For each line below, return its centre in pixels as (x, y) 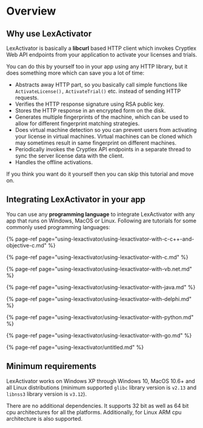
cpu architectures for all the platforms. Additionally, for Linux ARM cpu (94, 412)
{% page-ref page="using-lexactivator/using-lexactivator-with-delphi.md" (99, 299)
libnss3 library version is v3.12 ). (46, 394)
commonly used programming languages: (58, 227)
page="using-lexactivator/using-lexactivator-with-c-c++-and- (116, 239)
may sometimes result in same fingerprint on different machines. (96, 143)
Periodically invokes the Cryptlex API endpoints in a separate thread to (103, 149)
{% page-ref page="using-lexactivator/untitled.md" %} (75, 347)
